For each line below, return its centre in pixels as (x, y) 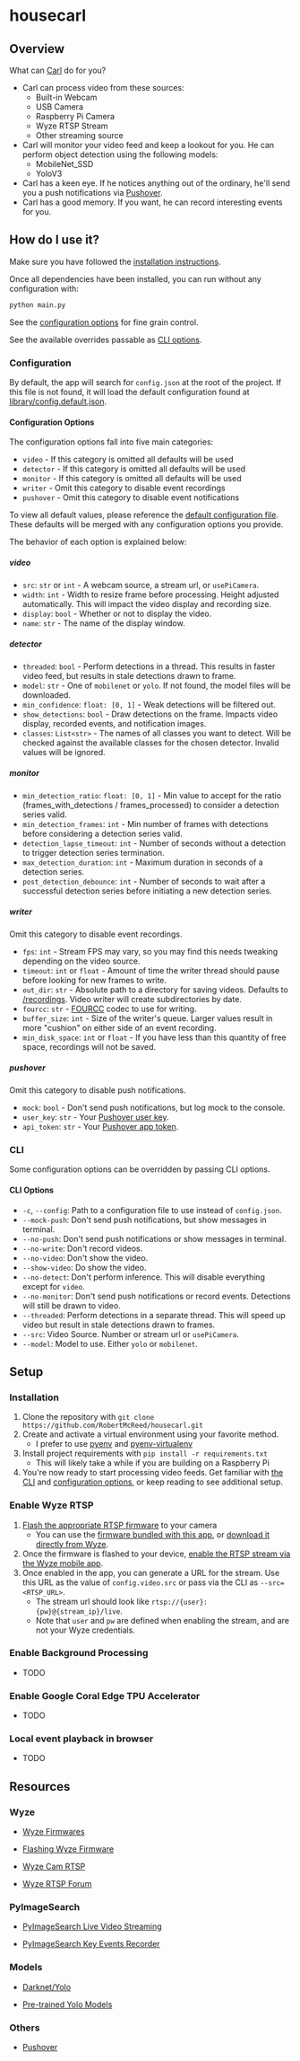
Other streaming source (79, 135)
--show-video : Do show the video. (84, 1267)
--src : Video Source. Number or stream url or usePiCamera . (131, 1334)
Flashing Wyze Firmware (68, 1849)
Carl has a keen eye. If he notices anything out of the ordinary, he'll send (156, 183)
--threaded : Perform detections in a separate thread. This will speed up (154, 1315)
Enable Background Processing (79, 1653)
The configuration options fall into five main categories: (111, 442)
